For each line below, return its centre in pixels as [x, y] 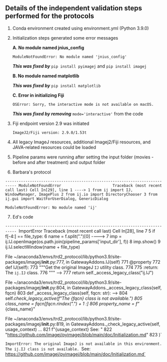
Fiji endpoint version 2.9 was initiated [51, 123]
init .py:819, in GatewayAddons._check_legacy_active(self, [101, 324]
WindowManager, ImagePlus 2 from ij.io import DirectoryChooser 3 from [81, 194]
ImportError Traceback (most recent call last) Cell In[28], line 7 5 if [87, 231]
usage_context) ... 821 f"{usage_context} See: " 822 [59, 329]
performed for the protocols [49, 16]
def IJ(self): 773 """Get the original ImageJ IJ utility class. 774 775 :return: [82, 267]
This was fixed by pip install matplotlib [56, 85]
